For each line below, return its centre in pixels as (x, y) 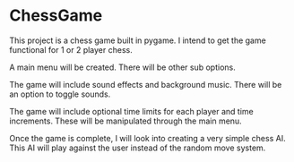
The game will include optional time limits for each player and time (131, 111)
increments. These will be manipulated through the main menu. (125, 121)
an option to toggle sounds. (60, 94)
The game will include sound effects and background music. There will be (146, 84)
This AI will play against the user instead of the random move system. (138, 148)
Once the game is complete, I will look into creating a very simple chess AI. (147, 138)
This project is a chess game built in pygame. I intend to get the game (138, 40)
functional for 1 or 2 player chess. (71, 49)
